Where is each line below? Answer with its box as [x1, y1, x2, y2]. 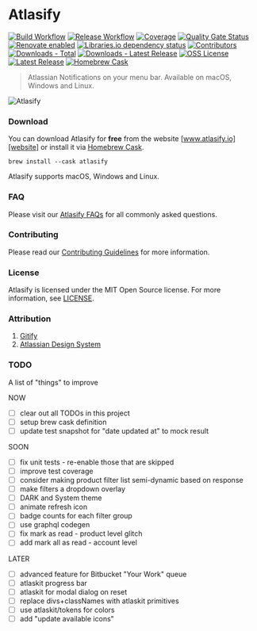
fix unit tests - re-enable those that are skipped [19, 457, 175, 467]
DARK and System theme [19, 493, 102, 503]
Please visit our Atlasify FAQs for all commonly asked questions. [8, 209, 218, 219]
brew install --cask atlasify [8, 158, 109, 166]
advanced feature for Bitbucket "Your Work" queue [19, 569, 187, 579]
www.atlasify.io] [183, 134, 236, 143]
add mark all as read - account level [19, 537, 137, 548]
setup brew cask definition [19, 417, 107, 426]
